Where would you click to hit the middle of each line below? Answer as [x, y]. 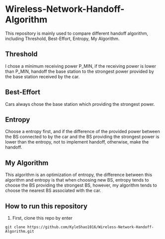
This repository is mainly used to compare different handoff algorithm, [77, 33]
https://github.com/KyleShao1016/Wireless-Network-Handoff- [90, 227]
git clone [15, 227]
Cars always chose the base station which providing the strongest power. [80, 104]
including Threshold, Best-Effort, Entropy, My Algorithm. [62, 39]
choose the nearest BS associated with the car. [53, 191]
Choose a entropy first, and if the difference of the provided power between [82, 132]
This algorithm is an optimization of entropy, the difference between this [79, 175]
